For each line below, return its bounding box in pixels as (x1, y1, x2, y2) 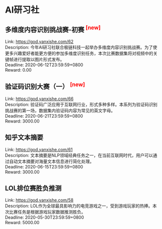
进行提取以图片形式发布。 (13, 57, 64, 62)
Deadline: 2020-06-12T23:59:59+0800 (5, 62, 84, 68)
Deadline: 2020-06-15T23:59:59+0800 (5, 164, 83, 169)
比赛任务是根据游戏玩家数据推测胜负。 (9, 209, 86, 215)
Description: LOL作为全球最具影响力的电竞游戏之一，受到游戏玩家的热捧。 (5, 203, 153, 209)
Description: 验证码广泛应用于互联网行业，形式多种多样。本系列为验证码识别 (5, 101, 158, 107)
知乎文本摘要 (5, 134, 44, 142)
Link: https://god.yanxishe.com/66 (5, 95, 74, 102)
